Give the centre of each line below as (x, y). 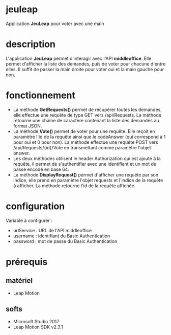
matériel (19, 281)
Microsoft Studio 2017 (36, 321)
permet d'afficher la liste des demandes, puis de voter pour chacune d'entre (86, 64)
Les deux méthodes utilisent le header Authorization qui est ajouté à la (87, 158)
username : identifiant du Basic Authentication (62, 236)
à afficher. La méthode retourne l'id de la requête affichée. (74, 186)
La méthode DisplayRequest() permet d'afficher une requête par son (86, 174)
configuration (35, 206)
